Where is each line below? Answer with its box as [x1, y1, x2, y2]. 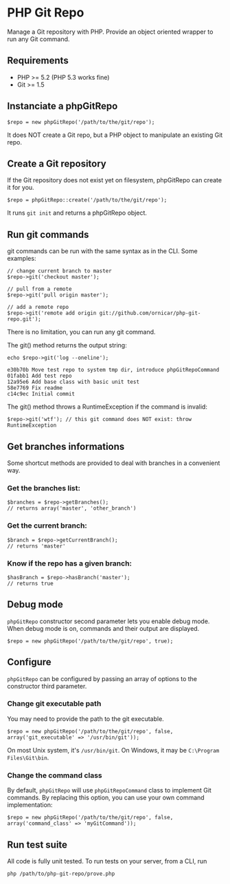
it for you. [7, 184, 34, 192]
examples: [7, 255, 36, 263]
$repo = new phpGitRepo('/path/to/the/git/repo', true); [7, 638, 174, 645]
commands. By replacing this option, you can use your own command [7, 793, 205, 802]
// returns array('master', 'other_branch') [7, 505, 137, 512]
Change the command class [7, 770, 103, 780]
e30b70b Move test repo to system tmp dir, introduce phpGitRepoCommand [7, 367, 220, 374]
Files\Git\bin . [7, 753, 49, 762]
